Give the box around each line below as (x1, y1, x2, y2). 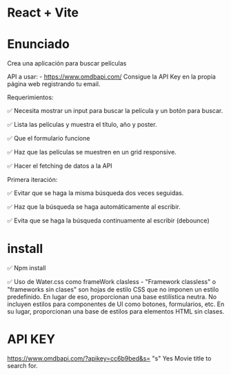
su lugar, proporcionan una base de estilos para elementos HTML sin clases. (7, 307, 225, 316)
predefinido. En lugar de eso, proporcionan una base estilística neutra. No (7, 293, 217, 301)
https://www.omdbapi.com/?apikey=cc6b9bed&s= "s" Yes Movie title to (7, 354, 212, 363)
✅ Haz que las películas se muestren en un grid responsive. (7, 148, 177, 156)
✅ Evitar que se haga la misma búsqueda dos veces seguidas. (7, 189, 184, 197)
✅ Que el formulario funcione (7, 134, 90, 143)
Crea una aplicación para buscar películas (7, 59, 127, 68)
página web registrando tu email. (7, 80, 101, 88)
